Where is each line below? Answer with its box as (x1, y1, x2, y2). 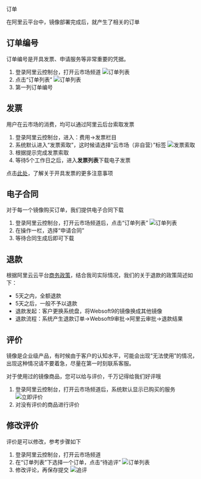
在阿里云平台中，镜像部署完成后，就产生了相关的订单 (6, 18, 140, 26)
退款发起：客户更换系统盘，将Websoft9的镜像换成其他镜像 (15, 307, 163, 315)
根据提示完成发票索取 (15, 148, 69, 156)
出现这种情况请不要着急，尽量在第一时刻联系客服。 (6, 360, 135, 367)
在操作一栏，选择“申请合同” (15, 227, 85, 234)
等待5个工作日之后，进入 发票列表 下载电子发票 (15, 156, 131, 164)
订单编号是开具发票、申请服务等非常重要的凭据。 (6, 55, 129, 62)
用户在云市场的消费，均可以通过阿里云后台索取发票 (6, 120, 135, 128)
